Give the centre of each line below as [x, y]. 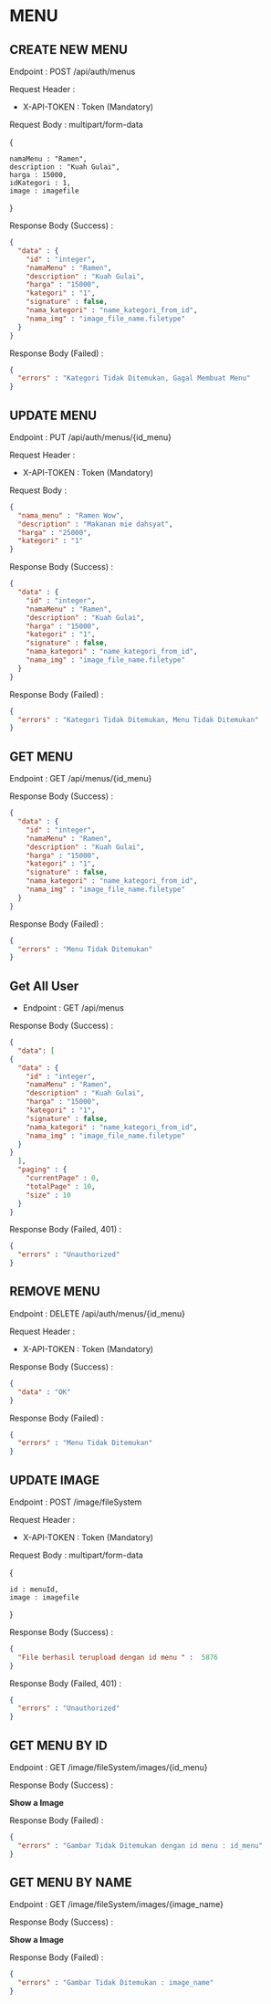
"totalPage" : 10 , [61, 1186]
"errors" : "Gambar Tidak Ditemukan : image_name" [116, 1983]
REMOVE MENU [55, 1291]
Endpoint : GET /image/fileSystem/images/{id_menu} [109, 1767]
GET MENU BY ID [58, 1745]
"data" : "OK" [44, 1392]
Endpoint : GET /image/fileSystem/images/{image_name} [116, 1904]
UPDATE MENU [53, 415]
